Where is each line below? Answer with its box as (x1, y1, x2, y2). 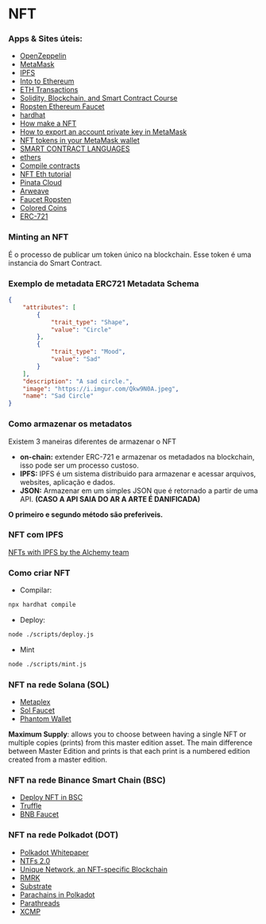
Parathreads (19, 898, 60, 907)
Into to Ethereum (19, 76, 75, 86)
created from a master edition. (8, 755, 108, 764)
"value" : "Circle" (50, 325, 112, 334)
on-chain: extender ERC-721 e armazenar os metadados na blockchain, (19, 452, 255, 461)
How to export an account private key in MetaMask (19, 127, 187, 137)
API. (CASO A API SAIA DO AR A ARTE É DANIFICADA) (19, 494, 201, 503)
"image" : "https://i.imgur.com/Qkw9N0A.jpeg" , (22, 385, 179, 393)
